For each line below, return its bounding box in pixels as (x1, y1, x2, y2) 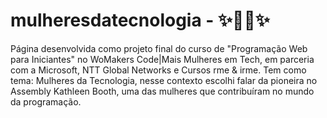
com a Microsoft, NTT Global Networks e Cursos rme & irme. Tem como (10, 64, 307, 76)
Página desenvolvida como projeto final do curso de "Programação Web (10, 42, 308, 54)
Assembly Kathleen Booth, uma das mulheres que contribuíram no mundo (10, 85, 315, 97)
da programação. (10, 95, 82, 108)
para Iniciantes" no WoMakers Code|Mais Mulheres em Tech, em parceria (10, 53, 315, 65)
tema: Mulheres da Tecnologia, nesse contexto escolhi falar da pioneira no (10, 74, 318, 86)
